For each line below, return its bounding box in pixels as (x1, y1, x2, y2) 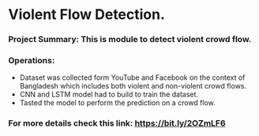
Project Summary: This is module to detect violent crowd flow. (8, 34, 252, 45)
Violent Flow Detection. (8, 6, 166, 24)
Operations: (8, 55, 55, 66)
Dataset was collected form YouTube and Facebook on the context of (19, 73, 246, 82)
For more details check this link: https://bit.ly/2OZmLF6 (8, 118, 227, 129)
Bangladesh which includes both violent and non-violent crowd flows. (19, 81, 247, 91)
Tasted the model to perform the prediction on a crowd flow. (19, 98, 216, 108)
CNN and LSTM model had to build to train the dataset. (19, 89, 199, 100)
